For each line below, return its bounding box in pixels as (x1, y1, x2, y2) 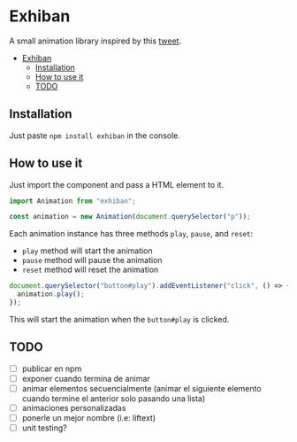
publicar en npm (21, 363, 82, 374)
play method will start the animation (21, 245, 153, 256)
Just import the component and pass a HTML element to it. (9, 179, 224, 190)
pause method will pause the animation (21, 255, 163, 266)
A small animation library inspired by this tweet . (9, 35, 182, 46)
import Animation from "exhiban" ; (9, 197, 137, 205)
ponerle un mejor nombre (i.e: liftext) (21, 413, 156, 423)
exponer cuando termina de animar (21, 373, 150, 384)
